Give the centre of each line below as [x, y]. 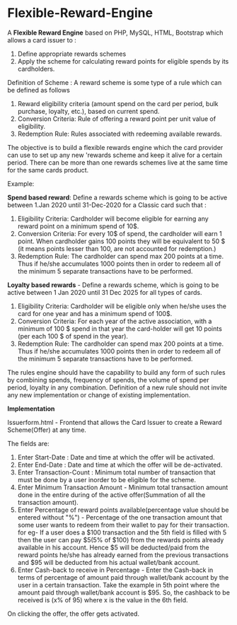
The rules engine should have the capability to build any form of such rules [116, 372]
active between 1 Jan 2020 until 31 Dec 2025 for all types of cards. [105, 292]
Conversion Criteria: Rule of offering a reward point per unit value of [117, 119]
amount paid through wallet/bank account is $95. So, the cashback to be [123, 592]
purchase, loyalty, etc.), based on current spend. [88, 111]
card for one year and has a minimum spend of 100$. [95, 313]
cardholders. [36, 69]
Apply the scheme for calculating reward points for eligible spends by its [123, 61]
